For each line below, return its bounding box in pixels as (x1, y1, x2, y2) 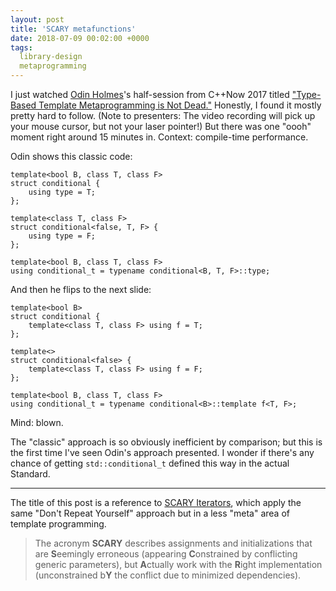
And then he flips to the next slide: (10, 284, 152, 295)
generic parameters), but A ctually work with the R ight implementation (34, 559, 323, 570)
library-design (19, 52, 83, 62)
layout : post (10, 14, 65, 25)
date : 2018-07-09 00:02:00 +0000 (10, 33, 150, 43)
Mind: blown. (10, 417, 64, 428)
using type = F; (28, 231, 97, 241)
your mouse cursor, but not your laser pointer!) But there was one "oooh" (10, 121, 312, 132)
